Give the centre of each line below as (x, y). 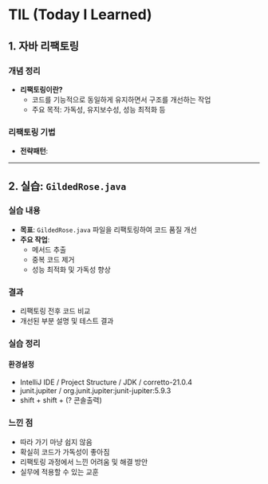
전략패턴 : (34, 151)
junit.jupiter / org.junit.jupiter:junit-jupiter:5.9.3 (95, 391)
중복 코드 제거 (53, 259)
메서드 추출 (49, 250)
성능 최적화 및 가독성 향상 (71, 270)
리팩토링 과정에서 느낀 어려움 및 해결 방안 (84, 462)
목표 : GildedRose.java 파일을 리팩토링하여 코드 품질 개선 (108, 230)
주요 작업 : (35, 239)
